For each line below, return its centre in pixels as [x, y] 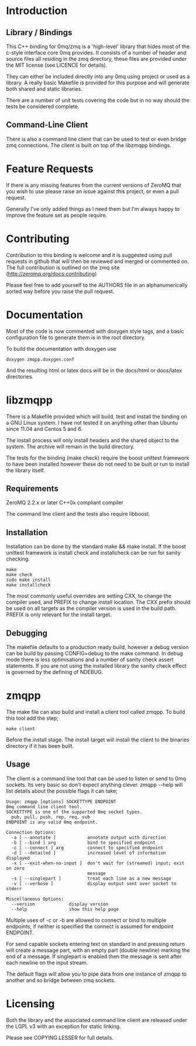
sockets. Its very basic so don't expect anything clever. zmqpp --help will [94, 784]
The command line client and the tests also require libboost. [78, 514]
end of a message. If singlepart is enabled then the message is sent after [94, 956]
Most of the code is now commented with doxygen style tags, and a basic [95, 331]
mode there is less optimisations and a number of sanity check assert [90, 659]
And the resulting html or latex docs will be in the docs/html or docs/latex [94, 370]
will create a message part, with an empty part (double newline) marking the [98, 950]
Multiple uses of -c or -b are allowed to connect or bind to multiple [86, 920]
